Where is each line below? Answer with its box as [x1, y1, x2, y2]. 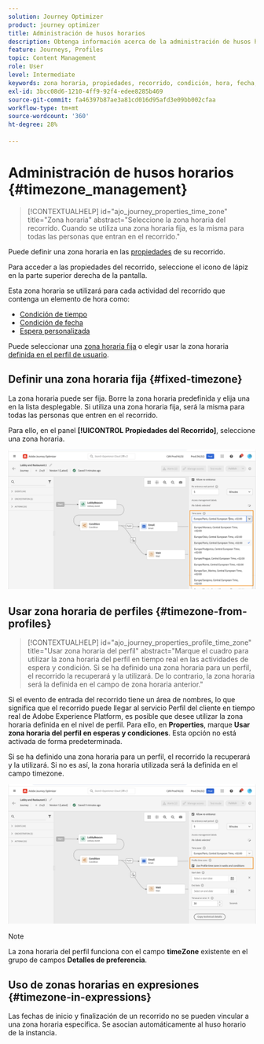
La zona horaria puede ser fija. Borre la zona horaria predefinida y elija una [8, 394, 250, 403]
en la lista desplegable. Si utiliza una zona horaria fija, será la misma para [8, 402, 245, 411]
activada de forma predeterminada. [8, 736, 123, 746]
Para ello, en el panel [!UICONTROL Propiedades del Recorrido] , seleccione [8, 425, 255, 435]
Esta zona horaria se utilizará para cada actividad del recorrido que [8, 286, 225, 295]
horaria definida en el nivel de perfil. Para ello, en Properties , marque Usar [8, 720, 251, 729]
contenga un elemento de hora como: [8, 294, 130, 303]
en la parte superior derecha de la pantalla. [8, 270, 148, 280]
